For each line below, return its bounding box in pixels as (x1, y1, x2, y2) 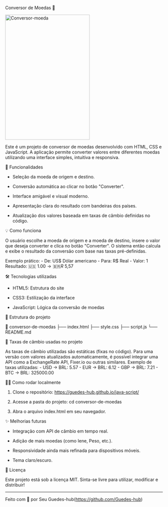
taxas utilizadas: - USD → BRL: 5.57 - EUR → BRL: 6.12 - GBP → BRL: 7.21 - (5, 364, 158, 370)
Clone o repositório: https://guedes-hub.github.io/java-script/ (12, 389, 139, 395)
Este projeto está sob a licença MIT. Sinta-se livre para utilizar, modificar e (5, 476, 158, 482)
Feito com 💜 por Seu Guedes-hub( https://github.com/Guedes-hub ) (5, 496, 143, 502)
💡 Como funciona (5, 227, 41, 233)
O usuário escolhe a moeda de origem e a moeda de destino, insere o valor (5, 237, 160, 243)
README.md (5, 329, 31, 335)
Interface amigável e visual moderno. (12, 193, 89, 199)
